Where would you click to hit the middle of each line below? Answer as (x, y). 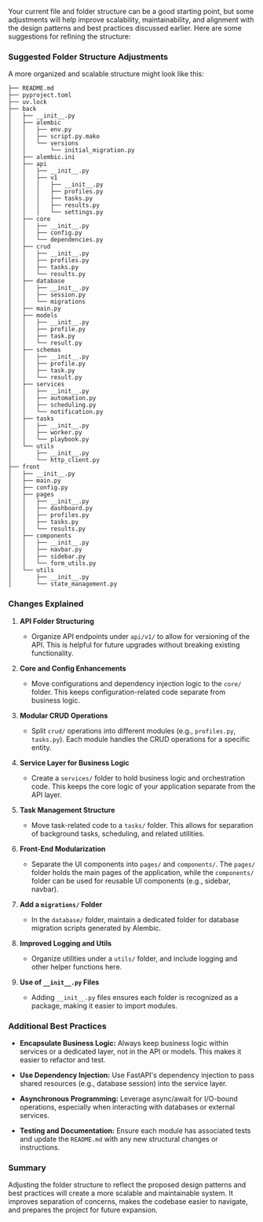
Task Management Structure (67, 810)
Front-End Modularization (62, 848)
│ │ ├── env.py (40, 130)
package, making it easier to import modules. (104, 1006)
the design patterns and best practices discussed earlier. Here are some (125, 28)
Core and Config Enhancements (73, 668)
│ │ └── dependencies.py (56, 240)
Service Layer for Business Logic (74, 762)
